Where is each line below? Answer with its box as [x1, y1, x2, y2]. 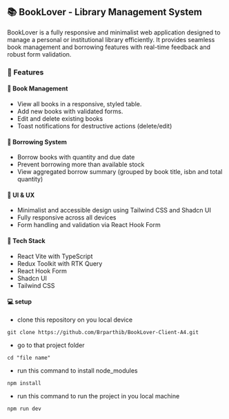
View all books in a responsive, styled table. [17, 99, 142, 108]
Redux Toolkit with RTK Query [17, 259, 103, 268]
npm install [7, 380, 41, 387]
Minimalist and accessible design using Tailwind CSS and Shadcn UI [17, 206, 212, 215]
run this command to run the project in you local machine [17, 391, 180, 400]
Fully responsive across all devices [17, 213, 117, 222]
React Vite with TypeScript [17, 252, 93, 260]
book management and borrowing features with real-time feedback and [7, 43, 211, 51]
